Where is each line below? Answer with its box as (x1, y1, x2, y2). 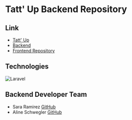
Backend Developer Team (5, 90, 87, 99)
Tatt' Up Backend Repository (5, 4, 127, 15)
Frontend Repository (12, 48, 55, 53)
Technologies (5, 62, 49, 71)
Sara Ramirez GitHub (12, 103, 56, 109)
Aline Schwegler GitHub (12, 109, 62, 115)
